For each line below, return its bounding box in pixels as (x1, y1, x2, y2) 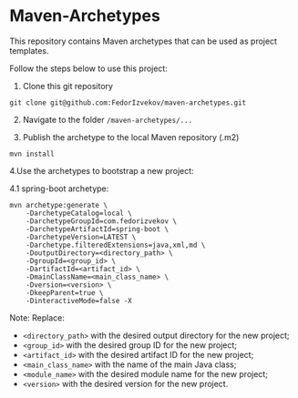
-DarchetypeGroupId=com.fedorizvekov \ (26, 216, 178, 226)
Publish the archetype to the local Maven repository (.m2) (22, 131, 240, 142)
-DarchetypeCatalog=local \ (26, 209, 132, 218)
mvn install (9, 149, 55, 158)
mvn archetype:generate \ (9, 200, 108, 209)
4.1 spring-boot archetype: (9, 183, 109, 194)
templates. (9, 45, 49, 56)
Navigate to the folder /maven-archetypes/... (22, 114, 193, 125)
